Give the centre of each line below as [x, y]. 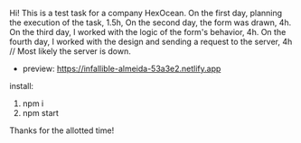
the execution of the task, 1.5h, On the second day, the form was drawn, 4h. [150, 22]
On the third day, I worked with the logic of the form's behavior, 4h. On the [148, 32]
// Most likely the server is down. [70, 51]
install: [22, 86]
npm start [40, 113]
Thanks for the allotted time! [62, 130]
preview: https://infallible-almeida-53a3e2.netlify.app [122, 68]
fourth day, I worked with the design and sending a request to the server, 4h [151, 41]
